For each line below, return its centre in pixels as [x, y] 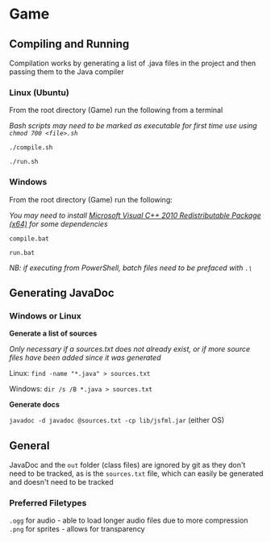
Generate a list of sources [53, 334]
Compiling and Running [69, 44]
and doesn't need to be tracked [61, 482]
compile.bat [29, 239]
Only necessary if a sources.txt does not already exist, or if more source [130, 349]
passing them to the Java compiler [67, 72]
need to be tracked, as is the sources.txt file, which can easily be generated [136, 473]
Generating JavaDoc [62, 292]
